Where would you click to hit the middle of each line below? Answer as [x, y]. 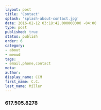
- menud [13, 55]
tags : [10, 59]
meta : [10, 68]
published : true [21, 32]
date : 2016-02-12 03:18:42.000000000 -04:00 [51, 23]
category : [15, 46]
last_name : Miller [24, 86]
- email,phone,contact [28, 63]
